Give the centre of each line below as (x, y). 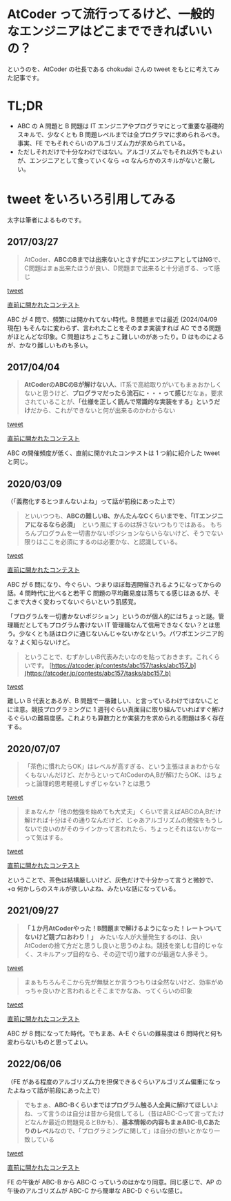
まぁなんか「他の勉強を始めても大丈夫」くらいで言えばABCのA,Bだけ (123, 811)
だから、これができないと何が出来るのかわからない (103, 410)
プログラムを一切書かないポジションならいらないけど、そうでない (130, 533)
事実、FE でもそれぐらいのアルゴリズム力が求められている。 (103, 143)
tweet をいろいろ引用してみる (92, 200)
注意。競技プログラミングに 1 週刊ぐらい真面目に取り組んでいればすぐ (112, 709)
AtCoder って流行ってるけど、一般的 (111, 14)
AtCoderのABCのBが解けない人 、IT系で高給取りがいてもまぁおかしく (123, 385)
